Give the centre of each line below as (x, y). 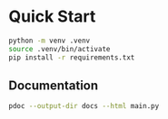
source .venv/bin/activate (59, 49)
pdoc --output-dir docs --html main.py (84, 106)
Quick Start (52, 17)
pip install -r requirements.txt (72, 57)
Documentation (54, 85)
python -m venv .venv (49, 41)
